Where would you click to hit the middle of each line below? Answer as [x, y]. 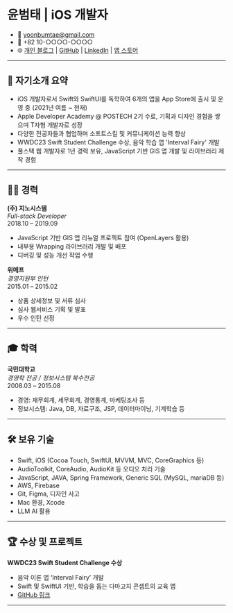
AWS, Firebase [38, 486]
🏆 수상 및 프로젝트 [45, 542]
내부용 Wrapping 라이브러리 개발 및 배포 [72, 246]
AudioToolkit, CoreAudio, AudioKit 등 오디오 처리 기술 [92, 469]
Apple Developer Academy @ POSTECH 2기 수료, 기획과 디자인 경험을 [115, 116]
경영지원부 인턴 [28, 278]
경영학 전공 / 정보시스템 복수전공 [51, 378]
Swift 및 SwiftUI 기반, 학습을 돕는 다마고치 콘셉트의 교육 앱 [96, 586]
